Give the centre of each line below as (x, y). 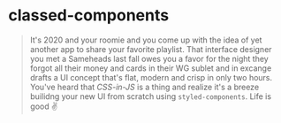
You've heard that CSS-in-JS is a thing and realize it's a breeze (144, 87)
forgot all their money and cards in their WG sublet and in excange (151, 68)
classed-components (89, 15)
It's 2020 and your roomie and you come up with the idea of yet (146, 40)
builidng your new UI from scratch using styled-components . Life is (150, 96)
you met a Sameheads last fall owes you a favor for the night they (149, 58)
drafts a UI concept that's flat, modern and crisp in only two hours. (151, 77)
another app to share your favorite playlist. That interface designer (151, 49)
